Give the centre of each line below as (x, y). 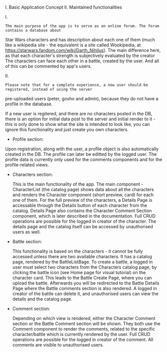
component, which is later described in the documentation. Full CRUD (84, 216)
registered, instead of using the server (49, 89)
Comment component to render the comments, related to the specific (84, 329)
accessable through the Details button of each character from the (80, 205)
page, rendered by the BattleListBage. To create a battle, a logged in (83, 262)
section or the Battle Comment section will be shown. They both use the (86, 324)
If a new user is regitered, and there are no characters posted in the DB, (79, 114)
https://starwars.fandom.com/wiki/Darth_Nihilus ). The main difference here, (83, 50)
